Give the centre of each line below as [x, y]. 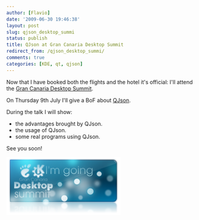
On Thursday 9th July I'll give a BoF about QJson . [68, 100]
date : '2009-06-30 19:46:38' [43, 19]
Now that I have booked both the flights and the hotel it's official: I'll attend [100, 82]
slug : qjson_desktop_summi [40, 32]
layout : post [23, 25]
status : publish [27, 38]
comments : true [26, 58]
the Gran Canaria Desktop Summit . [50, 88]
